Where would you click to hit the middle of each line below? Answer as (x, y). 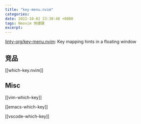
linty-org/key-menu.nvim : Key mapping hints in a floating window (71, 41)
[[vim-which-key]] (23, 97)
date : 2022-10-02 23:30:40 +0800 (39, 19)
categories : (17, 14)
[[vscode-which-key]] (27, 116)
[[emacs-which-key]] (26, 107)
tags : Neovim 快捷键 (25, 23)
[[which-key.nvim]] (24, 70)
